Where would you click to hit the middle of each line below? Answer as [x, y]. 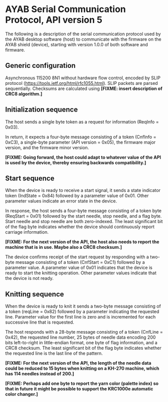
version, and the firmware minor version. [47, 147]
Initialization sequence [42, 110]
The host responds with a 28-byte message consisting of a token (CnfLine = [84, 332]
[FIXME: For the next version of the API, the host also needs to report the [82, 242]
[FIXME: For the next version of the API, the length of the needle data [78, 363]
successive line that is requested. [40, 322]
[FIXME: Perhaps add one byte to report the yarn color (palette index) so [82, 383]
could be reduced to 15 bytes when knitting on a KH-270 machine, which [82, 368]
